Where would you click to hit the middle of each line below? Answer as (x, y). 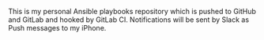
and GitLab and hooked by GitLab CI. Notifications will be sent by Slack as (129, 20)
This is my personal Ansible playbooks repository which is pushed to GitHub (132, 11)
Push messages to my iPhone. (57, 28)
